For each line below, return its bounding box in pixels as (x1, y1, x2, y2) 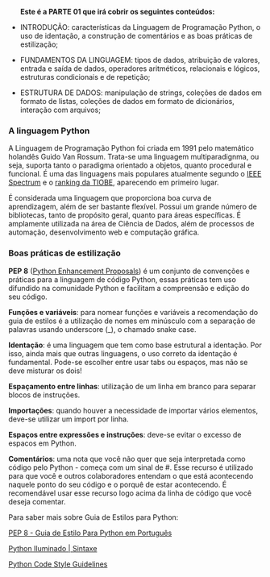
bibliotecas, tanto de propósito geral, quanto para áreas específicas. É (8, 210, 242, 220)
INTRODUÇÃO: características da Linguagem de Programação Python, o (19, 23, 261, 31)
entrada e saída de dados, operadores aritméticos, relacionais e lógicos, (19, 64, 260, 73)
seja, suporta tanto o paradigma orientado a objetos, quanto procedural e (8, 160, 252, 170)
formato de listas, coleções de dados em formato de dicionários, (19, 97, 235, 106)
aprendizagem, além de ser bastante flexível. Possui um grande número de (8, 201, 258, 212)
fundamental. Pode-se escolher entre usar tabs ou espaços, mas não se (8, 357, 248, 367)
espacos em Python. (8, 438, 77, 448)
